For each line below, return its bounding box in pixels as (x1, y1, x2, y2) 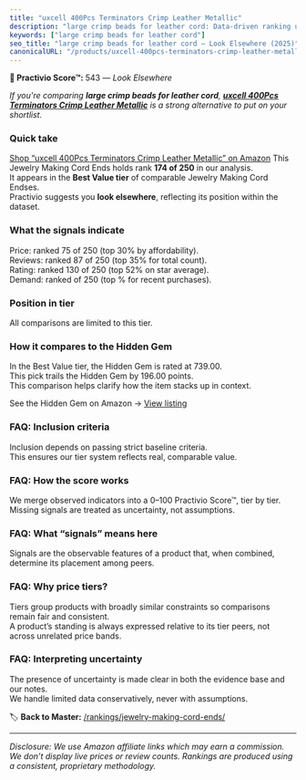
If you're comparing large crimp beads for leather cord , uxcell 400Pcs (9, 90, 280, 101)
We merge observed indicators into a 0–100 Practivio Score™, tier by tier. (9, 494, 281, 505)
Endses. (9, 182, 40, 192)
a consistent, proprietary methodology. (9, 760, 157, 771)
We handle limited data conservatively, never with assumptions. (9, 692, 249, 703)
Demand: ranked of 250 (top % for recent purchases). (9, 274, 212, 285)
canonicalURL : (9, 47, 64, 57)
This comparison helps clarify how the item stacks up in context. (9, 380, 252, 391)
